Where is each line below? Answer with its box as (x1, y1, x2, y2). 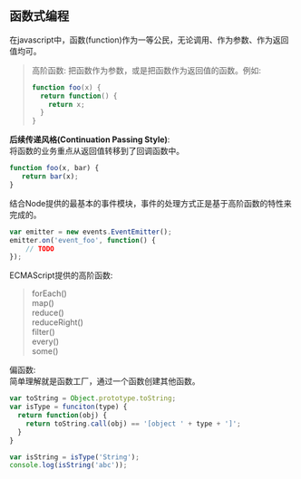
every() (31, 336, 60, 347)
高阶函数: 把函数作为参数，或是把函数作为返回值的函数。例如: (31, 64, 261, 75)
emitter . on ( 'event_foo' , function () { (9, 235, 156, 244)
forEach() (31, 288, 68, 299)
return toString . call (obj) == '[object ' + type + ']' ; (25, 419, 242, 428)
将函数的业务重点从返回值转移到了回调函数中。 (9, 146, 184, 157)
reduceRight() (31, 317, 84, 328)
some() (31, 346, 59, 357)
